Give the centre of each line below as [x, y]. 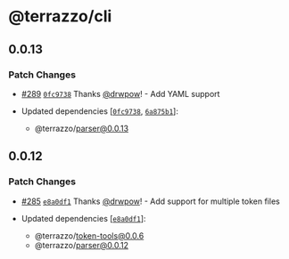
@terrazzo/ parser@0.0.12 [81, 245]
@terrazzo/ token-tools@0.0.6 [89, 235]
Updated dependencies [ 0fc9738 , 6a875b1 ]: [100, 111]
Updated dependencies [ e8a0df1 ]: [83, 218]
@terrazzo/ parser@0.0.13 [82, 128]
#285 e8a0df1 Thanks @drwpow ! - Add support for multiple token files [150, 201]
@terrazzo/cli [60, 16]
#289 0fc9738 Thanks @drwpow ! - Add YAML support [120, 93]
